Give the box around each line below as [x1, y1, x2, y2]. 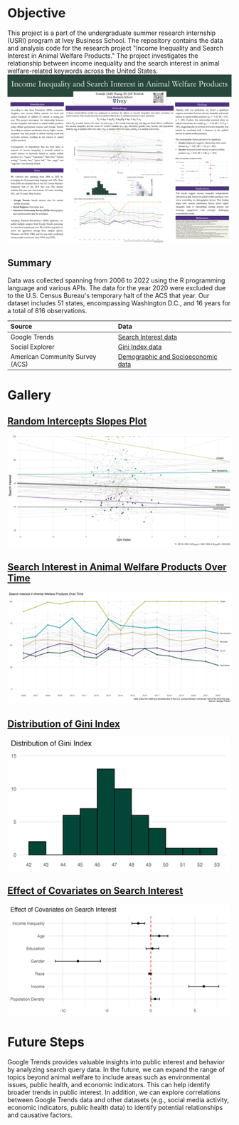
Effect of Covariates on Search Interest [7, 885, 184, 897]
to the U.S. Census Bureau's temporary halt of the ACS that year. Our [7, 291, 210, 300]
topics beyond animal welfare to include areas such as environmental [7, 1072, 211, 1081]
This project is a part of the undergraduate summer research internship [7, 29, 216, 37]
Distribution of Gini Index [7, 718, 121, 730]
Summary [7, 257, 52, 269]
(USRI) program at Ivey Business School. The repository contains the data [7, 36, 224, 44]
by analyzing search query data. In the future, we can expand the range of [7, 1065, 225, 1074]
